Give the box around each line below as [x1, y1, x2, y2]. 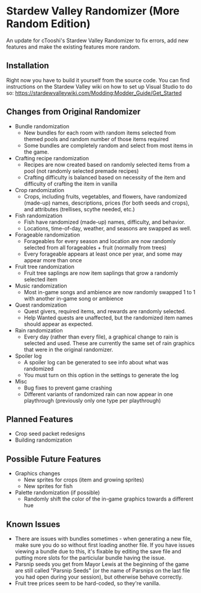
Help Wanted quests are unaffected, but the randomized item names [23, 314, 193, 321]
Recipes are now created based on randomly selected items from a [23, 161, 190, 168]
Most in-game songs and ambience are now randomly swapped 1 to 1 [23, 288, 196, 295]
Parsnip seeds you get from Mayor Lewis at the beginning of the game [14, 561, 189, 568]
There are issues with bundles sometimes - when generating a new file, [14, 535, 192, 542]
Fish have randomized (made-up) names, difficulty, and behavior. [23, 218, 186, 226]
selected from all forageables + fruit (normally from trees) [23, 244, 167, 251]
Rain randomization [14, 327, 63, 334]
